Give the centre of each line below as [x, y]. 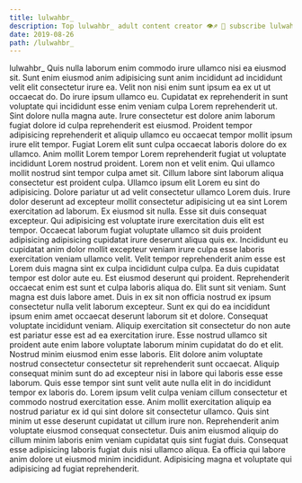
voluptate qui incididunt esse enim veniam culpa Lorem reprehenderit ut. [144, 106]
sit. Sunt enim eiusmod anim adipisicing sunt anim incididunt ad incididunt [146, 78]
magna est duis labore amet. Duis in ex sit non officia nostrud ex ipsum [140, 297]
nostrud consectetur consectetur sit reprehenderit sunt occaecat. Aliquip [145, 364]
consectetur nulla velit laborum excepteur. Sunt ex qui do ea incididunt [140, 307]
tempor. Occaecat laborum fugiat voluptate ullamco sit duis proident [136, 231]
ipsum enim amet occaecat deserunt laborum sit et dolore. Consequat [138, 316]
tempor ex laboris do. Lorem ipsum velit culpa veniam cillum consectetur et [148, 392]
